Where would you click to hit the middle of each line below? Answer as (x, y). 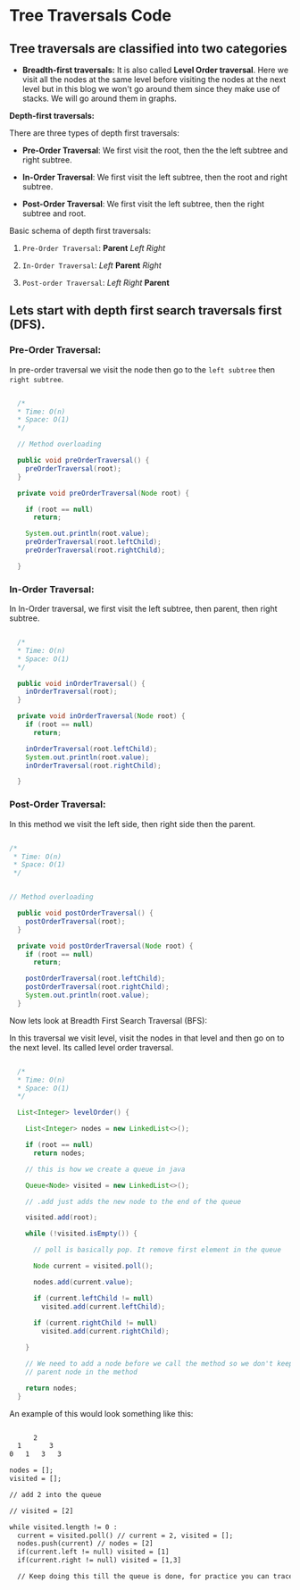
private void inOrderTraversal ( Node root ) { (101, 716)
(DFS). (28, 325)
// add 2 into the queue (55, 1494)
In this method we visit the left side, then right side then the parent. (133, 824)
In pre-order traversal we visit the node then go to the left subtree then (142, 369)
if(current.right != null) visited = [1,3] (99, 1561)
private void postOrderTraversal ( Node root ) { (105, 946)
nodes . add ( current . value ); (83, 1282)
